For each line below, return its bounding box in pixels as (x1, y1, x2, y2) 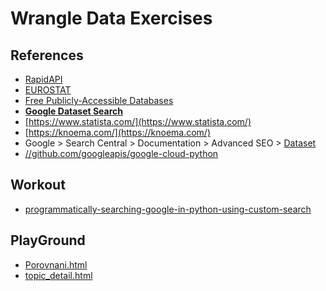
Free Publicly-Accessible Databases (24, 95, 174, 106)
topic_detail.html (24, 269, 93, 281)
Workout (10, 177, 66, 194)
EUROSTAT (24, 84, 72, 96)
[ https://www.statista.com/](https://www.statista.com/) (24, 116, 252, 127)
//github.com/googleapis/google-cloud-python (24, 148, 219, 159)
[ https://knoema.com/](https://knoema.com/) (24, 127, 212, 138)
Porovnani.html (24, 258, 88, 271)
